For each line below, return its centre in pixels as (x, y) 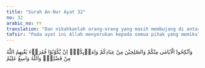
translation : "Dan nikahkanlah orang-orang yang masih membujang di (95, 29)
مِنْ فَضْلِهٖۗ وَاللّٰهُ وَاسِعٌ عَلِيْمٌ (39, 58)
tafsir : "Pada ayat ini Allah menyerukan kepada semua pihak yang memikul (103, 35)
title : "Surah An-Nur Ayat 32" (46, 12)
